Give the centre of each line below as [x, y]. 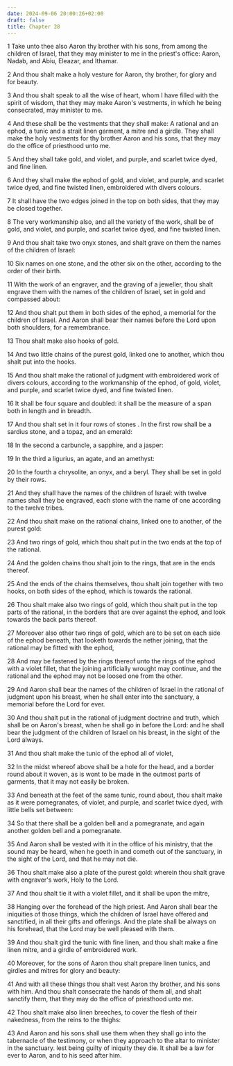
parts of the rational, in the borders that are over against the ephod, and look [116, 612]
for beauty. [23, 82]
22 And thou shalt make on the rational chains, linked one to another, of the [114, 522]
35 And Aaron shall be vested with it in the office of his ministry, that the [110, 844]
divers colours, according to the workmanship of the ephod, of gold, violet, [114, 382]
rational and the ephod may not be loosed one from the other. [95, 676]
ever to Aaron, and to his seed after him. [64, 1056]
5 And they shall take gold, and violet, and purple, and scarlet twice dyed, [112, 159]
